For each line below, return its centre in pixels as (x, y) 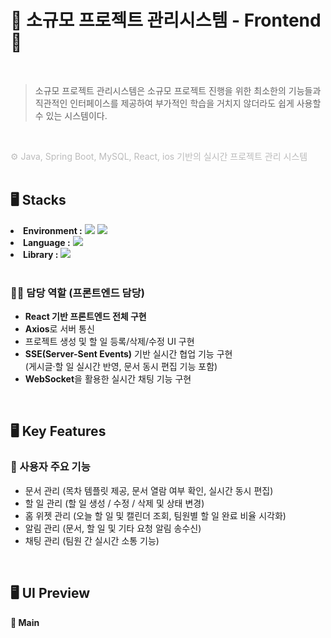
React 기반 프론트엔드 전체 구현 (85, 317)
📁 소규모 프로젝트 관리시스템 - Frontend (166, 20)
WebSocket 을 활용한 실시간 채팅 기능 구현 (108, 379)
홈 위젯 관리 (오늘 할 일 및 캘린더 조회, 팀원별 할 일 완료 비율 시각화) (155, 515)
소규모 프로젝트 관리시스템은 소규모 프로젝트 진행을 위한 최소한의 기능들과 (178, 90)
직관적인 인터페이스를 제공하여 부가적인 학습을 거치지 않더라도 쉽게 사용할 (178, 103)
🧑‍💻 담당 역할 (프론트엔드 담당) (77, 293)
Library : (41, 254)
